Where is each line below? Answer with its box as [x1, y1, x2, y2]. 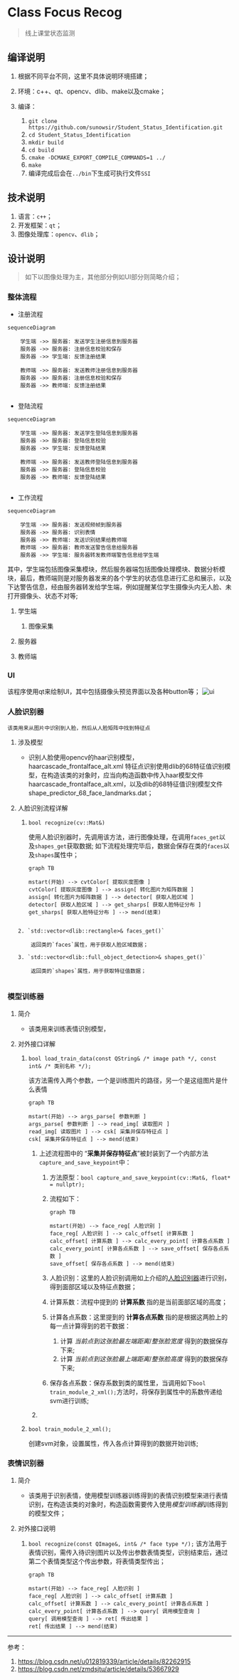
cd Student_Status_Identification [28, 131, 131, 139]
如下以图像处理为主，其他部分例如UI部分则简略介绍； [24, 273, 181, 281]
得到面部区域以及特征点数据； [49, 1282, 137, 1291]
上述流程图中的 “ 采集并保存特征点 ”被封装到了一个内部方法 [38, 1149, 208, 1157]
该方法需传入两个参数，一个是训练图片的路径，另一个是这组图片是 [28, 1076, 222, 1084]
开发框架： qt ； [17, 221, 63, 229]
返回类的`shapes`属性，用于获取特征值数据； [31, 967, 147, 975]
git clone [28, 117, 58, 125]
